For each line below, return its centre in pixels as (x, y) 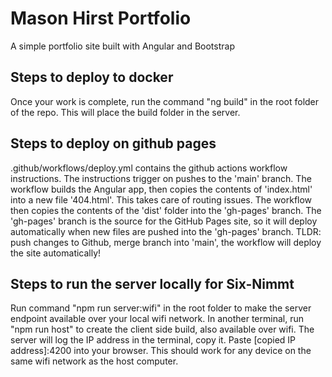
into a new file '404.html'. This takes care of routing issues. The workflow (161, 199)
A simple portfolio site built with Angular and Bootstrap (122, 46)
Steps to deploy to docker (92, 77)
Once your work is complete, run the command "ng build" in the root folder (165, 101)
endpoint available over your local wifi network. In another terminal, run (157, 319)
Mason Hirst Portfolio (101, 18)
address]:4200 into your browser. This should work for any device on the (161, 351)
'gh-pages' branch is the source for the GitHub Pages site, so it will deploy (164, 221)
